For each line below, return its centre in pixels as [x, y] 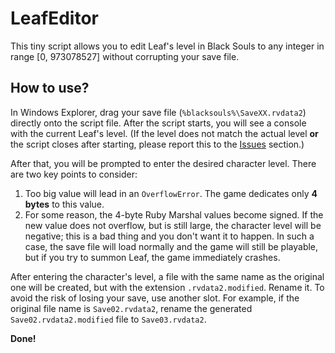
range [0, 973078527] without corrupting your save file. [125, 56]
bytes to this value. [64, 204]
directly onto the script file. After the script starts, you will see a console [158, 123]
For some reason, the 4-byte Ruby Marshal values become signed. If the [174, 214]
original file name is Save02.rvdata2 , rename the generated [131, 308]
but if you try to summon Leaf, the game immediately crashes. [152, 257]
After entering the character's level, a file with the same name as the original [167, 276]
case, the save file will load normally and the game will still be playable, [171, 246]
